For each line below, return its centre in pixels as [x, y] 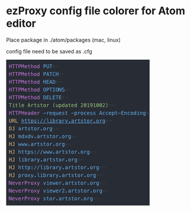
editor [21, 23]
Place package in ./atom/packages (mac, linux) [64, 40]
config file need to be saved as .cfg [49, 51]
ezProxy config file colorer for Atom [96, 11]
